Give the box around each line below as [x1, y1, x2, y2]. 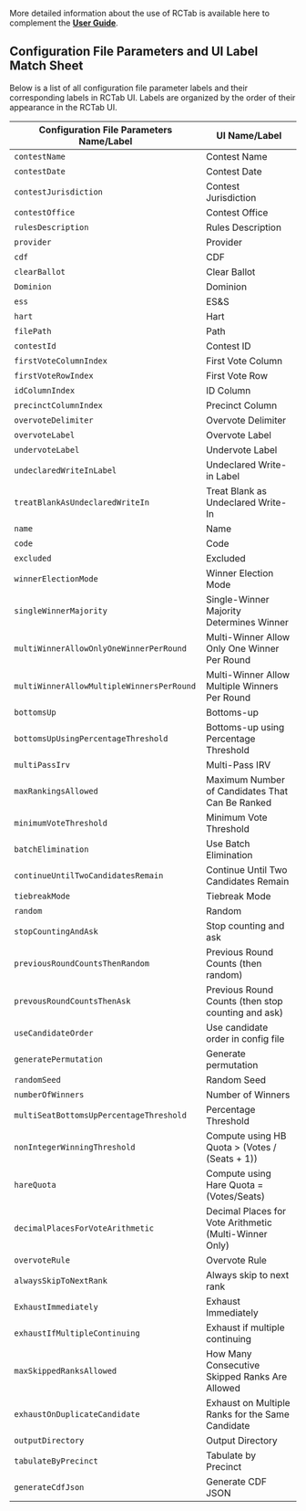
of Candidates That [206, 784, 289, 797]
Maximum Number [206, 773, 285, 786]
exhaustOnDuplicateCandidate [14, 1409, 140, 1419]
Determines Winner [206, 615, 290, 628]
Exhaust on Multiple [206, 1396, 291, 1409]
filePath [14, 326, 52, 336]
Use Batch [206, 837, 250, 850]
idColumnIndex [14, 385, 76, 395]
